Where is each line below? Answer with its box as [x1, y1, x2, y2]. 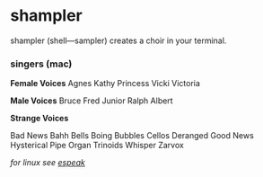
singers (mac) [10, 58, 73, 70]
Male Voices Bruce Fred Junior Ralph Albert [10, 95, 173, 106]
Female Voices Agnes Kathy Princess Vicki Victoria [10, 78, 201, 89]
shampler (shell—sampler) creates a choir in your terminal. [10, 35, 227, 46]
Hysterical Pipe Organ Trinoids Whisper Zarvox [10, 140, 185, 151]
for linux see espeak [10, 157, 86, 168]
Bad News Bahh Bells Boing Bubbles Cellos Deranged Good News [10, 130, 254, 141]
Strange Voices [10, 113, 69, 124]
